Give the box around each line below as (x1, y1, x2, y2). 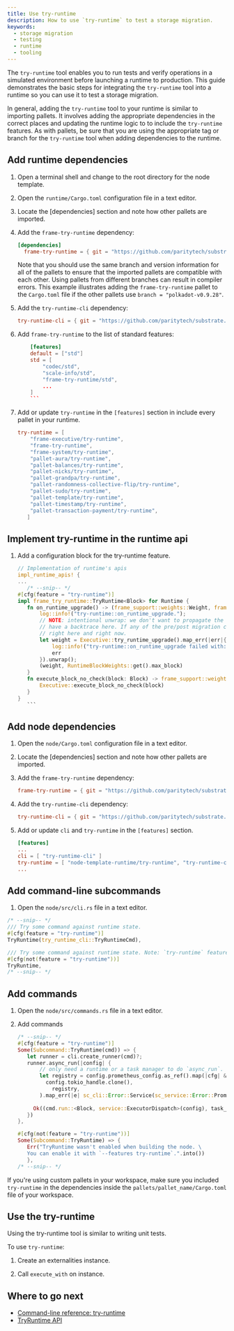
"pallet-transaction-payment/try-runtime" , (30, 507, 158, 514)
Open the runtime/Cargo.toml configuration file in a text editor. (17, 194, 197, 202)
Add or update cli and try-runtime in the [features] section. (17, 826, 194, 835)
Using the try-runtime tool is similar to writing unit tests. (7, 1229, 167, 1237)
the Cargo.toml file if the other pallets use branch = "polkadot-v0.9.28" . (17, 291, 224, 299)
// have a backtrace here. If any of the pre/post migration (39, 623, 221, 631)
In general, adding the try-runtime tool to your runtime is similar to (7, 104, 198, 112)
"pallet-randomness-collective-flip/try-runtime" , (30, 481, 180, 488)
